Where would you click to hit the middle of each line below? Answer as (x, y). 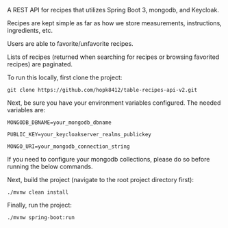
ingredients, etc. (30, 30)
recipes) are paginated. (40, 64)
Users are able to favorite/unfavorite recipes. (70, 43)
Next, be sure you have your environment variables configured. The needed (114, 103)
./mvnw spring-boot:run (41, 218)
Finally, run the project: (39, 205)
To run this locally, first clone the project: (65, 77)
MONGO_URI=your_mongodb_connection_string (68, 147)
